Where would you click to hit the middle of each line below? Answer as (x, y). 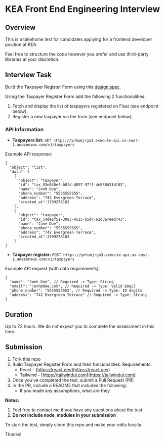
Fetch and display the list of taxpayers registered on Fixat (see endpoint (85, 106)
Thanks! (13, 434)
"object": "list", (29, 168)
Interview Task (28, 75)
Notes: (12, 400)
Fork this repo (26, 359)
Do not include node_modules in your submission (64, 415)
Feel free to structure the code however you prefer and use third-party (77, 54)
